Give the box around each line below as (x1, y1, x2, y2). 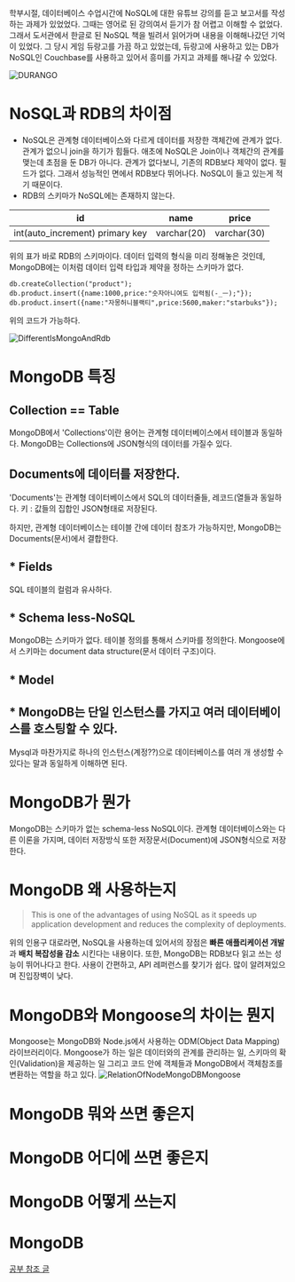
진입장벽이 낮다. (18, 970, 74, 981)
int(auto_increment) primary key (13, 226, 148, 239)
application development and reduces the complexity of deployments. (30, 919, 287, 930)
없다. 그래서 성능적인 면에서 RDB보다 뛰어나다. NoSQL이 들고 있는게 (38, 168, 274, 178)
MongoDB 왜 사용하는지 (9, 880, 177, 899)
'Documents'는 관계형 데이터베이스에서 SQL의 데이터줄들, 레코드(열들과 (9, 492, 259, 503)
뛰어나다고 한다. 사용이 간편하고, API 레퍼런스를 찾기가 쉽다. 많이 (25, 960, 248, 970)
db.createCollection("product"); (9, 279, 133, 289)
